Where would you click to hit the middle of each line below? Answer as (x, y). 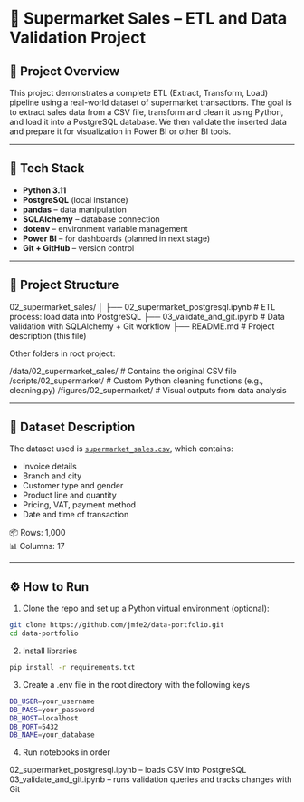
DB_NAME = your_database (52, 735)
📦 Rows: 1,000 (38, 533)
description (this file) (48, 335)
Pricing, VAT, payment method (79, 505)
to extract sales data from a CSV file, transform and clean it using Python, (147, 112)
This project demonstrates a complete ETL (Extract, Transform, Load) (139, 93)
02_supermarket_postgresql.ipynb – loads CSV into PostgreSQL (128, 770)
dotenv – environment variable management (105, 228)
